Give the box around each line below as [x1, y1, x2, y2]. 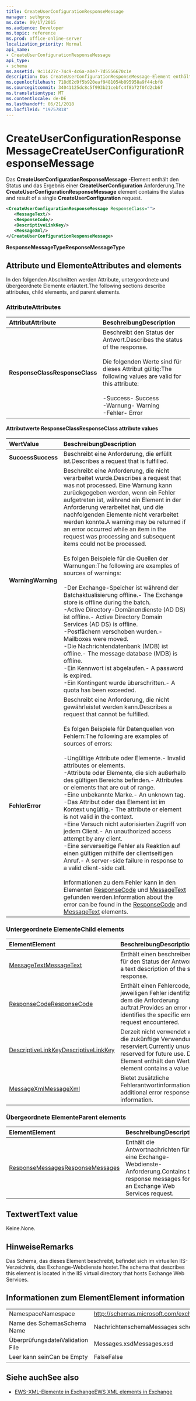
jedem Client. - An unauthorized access [63, 827, 171, 835]
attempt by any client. [63, 835, 123, 843]
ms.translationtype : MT [6, 90, 64, 96]
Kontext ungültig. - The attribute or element [63, 805, 182, 813]
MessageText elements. [63, 908, 128, 916]
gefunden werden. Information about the [63, 893, 173, 901]
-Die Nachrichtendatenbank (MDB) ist [63, 642, 168, 650]
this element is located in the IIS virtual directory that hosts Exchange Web [6, 1270, 185, 1277]
